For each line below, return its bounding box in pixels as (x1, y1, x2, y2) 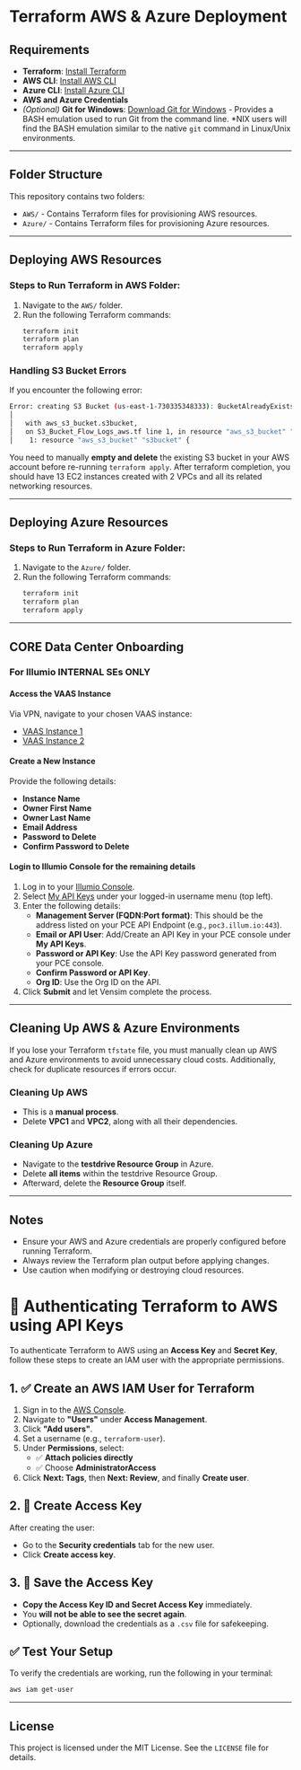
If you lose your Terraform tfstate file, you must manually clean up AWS (9, 1044, 278, 1055)
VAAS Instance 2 (21, 735, 85, 746)
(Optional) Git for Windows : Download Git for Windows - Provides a (21, 104, 274, 114)
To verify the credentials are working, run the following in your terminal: (9, 1668, 273, 1678)
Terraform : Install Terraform (21, 66, 127, 76)
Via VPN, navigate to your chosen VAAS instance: (9, 708, 193, 719)
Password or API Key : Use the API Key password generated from (35, 948, 277, 959)
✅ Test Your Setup (9, 1644, 114, 1660)
